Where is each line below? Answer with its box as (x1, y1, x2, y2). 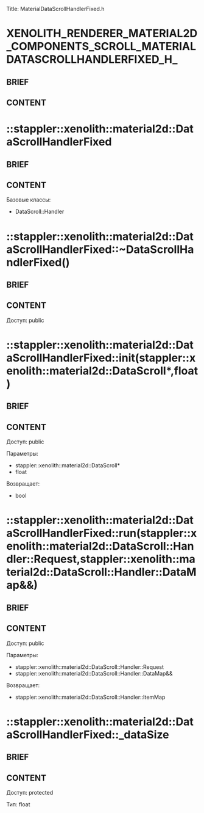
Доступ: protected (6, 789, 54, 796)
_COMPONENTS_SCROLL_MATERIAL (6, 40, 197, 54)
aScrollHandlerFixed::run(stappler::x (6, 527, 197, 540)
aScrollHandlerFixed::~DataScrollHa (6, 242, 194, 256)
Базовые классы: (6, 196, 51, 203)
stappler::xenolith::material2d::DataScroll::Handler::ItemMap (15, 693, 166, 701)
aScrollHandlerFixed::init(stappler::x (6, 351, 196, 365)
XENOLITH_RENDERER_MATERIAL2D (6, 27, 198, 40)
